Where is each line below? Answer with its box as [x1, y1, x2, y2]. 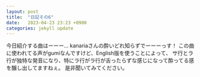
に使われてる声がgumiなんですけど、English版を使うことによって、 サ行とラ [6, 50, 193, 57]
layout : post [6, 8, 39, 15]
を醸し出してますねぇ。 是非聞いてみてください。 [6, 65, 128, 72]
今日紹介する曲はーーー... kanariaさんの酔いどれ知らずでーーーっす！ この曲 [6, 42, 195, 49]
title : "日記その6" [6, 14, 54, 20]
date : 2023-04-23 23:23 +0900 [6, 20, 87, 25]
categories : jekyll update [6, 25, 74, 31]
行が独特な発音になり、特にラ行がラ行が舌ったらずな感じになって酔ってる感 [6, 57, 195, 64]
